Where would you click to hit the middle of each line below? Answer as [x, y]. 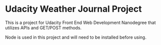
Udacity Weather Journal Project [73, 9]
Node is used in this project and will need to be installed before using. [76, 37]
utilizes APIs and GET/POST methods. [43, 27]
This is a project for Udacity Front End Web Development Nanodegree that [80, 22]
